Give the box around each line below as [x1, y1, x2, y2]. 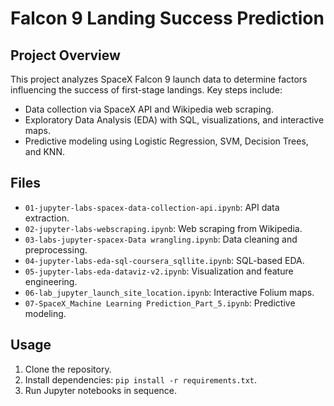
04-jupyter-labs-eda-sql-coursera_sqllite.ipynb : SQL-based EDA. [24, 254, 305, 266]
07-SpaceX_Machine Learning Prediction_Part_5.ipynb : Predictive [24, 297, 296, 309]
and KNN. [24, 146, 65, 157]
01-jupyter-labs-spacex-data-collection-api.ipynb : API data [24, 201, 280, 213]
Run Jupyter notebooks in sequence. [24, 384, 178, 396]
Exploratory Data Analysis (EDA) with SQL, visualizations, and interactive [24, 114, 325, 126]
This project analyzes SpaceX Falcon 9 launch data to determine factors [10, 73, 308, 85]
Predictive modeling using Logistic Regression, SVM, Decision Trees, [24, 135, 309, 147]
